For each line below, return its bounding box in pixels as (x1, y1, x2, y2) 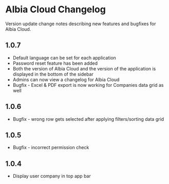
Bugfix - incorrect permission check (12, 144, 89, 151)
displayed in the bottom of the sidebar (12, 71, 94, 77)
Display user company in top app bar (12, 173, 91, 179)
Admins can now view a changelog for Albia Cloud (12, 76, 120, 83)
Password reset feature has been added (12, 60, 98, 66)
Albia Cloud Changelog (5, 4, 106, 15)
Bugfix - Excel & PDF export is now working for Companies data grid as (12, 82, 164, 88)
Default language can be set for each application (12, 54, 117, 61)
